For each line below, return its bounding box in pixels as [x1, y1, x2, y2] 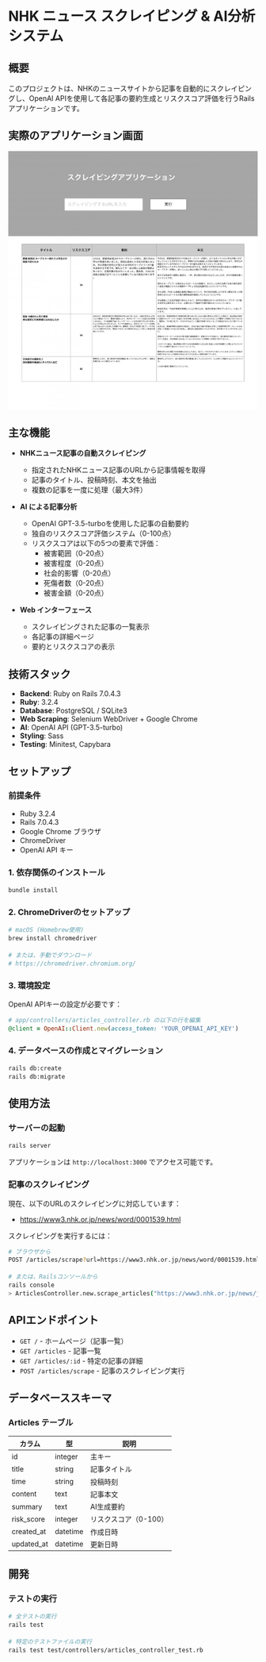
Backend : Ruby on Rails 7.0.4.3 [19, 689, 121, 698]
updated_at [11, 1539, 49, 1549]
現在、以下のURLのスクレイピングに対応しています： [8, 1198, 181, 1208]
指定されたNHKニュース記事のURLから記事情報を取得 [31, 465, 206, 475]
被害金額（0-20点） [43, 588, 108, 598]
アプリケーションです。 [8, 104, 85, 113]
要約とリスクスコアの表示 [31, 642, 116, 652]
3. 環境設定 [8, 979, 51, 991]
